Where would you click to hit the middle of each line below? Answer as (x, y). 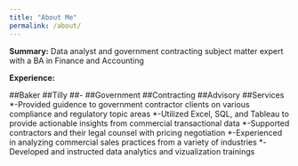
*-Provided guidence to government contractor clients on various (130, 104)
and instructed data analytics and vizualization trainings (153, 151)
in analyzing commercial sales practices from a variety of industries (133, 142)
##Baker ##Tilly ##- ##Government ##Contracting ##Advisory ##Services (147, 95)
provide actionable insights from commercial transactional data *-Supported (149, 123)
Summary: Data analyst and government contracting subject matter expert (146, 51)
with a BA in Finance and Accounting (77, 60)
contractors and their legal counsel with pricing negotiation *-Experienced (146, 132)
